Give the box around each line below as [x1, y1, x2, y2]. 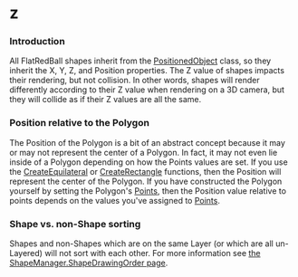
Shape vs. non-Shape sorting [9, 217, 141, 230]
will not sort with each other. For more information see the [44, 248, 261, 259]
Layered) [9, 248, 43, 259]
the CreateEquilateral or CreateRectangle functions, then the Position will [9, 166, 282, 177]
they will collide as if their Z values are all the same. [9, 94, 202, 105]
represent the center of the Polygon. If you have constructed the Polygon [9, 176, 283, 186]
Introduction [9, 35, 65, 48]
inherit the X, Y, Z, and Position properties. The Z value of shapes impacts [9, 65, 285, 76]
